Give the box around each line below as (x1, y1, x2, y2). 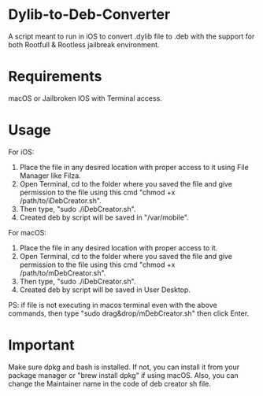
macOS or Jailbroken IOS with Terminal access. (8, 93, 163, 103)
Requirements (8, 68, 102, 86)
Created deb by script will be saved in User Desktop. (19, 285, 191, 294)
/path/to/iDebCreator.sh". (19, 195, 102, 205)
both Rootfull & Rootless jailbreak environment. (8, 39, 160, 49)
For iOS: (8, 147, 35, 157)
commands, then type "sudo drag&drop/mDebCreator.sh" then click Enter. (8, 309, 250, 318)
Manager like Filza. (19, 171, 81, 180)
